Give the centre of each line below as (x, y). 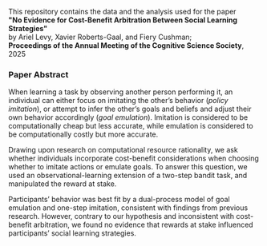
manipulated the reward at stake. (63, 184)
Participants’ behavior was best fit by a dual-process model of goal (119, 200)
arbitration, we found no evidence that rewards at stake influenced (144, 225)
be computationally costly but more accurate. (83, 134)
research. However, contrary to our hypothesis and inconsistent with (121, 216)
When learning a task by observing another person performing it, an (121, 92)
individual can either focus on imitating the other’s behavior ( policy (118, 101)
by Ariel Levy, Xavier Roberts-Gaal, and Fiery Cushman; (100, 37)
